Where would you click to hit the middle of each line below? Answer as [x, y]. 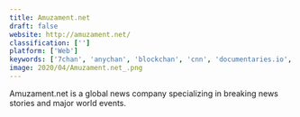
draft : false [34, 26]
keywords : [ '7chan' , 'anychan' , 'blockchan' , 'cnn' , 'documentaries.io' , [151, 59]
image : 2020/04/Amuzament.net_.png [76, 68]
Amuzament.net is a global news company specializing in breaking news [144, 93]
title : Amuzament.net [50, 18]
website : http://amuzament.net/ [70, 34]
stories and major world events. [68, 103]
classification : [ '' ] [50, 43]
